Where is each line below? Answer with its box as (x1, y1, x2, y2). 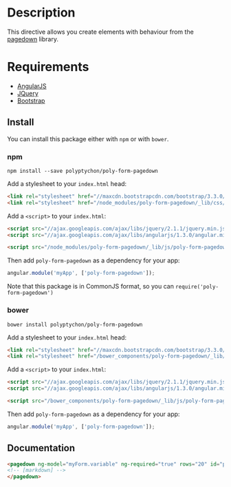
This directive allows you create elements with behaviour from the (7, 28, 194, 36)
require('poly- (175, 284, 219, 291)
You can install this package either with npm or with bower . (7, 134, 169, 143)
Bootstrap (16, 96, 45, 105)
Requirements (7, 59, 89, 75)
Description (7, 5, 76, 21)
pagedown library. (7, 34, 58, 43)
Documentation (7, 442, 76, 454)
